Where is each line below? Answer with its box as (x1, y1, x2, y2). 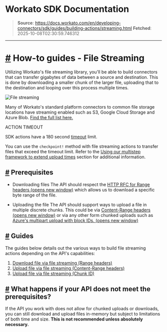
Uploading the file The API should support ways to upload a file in (12, 201, 147, 207)
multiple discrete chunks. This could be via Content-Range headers (12, 207, 151, 213)
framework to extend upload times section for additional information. (5, 154, 146, 160)
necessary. (5, 322, 29, 328)
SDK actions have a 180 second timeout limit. (5, 133, 98, 139)
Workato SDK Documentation (5, 3, 129, 15)
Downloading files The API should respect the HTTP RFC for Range (12, 181, 150, 187)
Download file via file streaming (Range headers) (12, 260, 113, 266)
